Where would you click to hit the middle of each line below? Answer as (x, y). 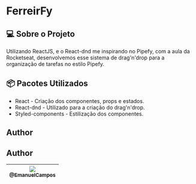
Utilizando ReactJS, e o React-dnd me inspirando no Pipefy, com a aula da (98, 51)
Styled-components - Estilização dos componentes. (79, 114)
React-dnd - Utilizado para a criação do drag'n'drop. (80, 107)
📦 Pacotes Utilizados (47, 84)
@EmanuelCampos (32, 175)
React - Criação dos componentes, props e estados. (79, 101)
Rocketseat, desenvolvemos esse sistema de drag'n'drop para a (85, 58)
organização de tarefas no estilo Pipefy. (55, 64)
